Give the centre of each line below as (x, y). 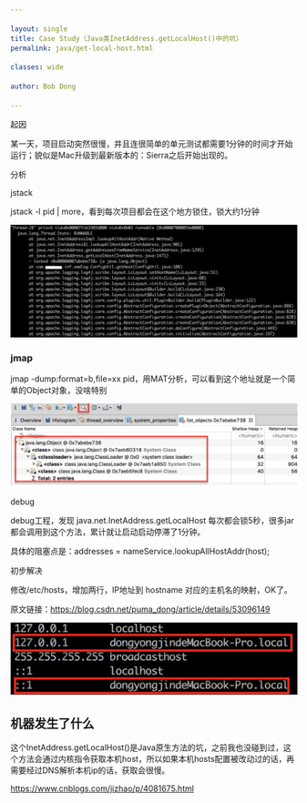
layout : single (39, 29)
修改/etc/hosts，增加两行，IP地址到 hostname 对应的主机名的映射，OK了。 (151, 590)
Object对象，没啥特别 (67, 391)
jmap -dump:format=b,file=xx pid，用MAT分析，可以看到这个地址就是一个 (149, 379)
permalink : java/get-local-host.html (82, 48)
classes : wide (37, 67)
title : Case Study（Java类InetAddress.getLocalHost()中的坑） (127, 38)
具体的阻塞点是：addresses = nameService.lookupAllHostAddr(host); (140, 552)
